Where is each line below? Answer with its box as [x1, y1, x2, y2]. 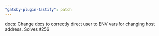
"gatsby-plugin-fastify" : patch [5, 7, 72, 12]
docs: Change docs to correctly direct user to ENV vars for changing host [5, 21, 155, 27]
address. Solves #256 [5, 26, 50, 32]
